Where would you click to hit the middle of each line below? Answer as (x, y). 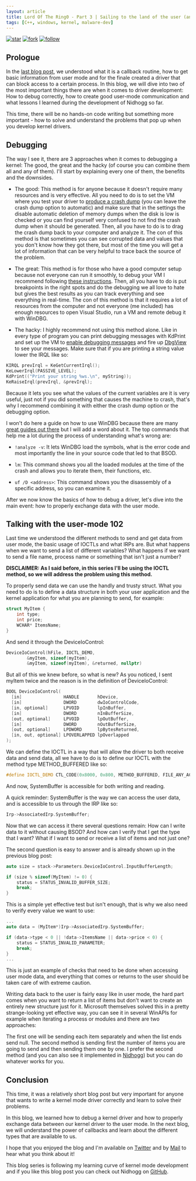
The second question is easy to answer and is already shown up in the (91, 849)
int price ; (30, 620)
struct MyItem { (26, 609)
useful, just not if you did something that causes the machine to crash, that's (98, 399)
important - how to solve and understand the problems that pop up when (94, 120)
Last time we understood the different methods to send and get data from (94, 538)
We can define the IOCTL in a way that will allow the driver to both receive (95, 752)
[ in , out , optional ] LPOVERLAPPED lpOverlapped (70, 735)
